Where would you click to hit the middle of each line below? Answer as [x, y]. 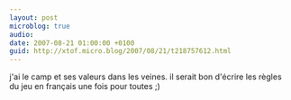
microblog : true [40, 26]
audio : [22, 34]
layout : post [34, 18]
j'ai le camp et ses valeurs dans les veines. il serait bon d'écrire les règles [145, 77]
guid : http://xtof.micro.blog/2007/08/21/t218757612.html [120, 51]
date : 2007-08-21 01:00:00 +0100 [72, 43]
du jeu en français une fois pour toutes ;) [85, 86]
